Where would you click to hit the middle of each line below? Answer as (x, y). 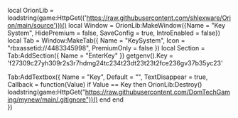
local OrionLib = (31, 10)
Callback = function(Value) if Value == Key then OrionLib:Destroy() (105, 84)
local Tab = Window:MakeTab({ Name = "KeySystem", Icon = (96, 41)
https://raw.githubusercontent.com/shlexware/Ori (158, 18)
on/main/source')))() (37, 25)
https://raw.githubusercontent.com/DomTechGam (158, 92)
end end (112, 100)
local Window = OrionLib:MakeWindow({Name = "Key (147, 25)
